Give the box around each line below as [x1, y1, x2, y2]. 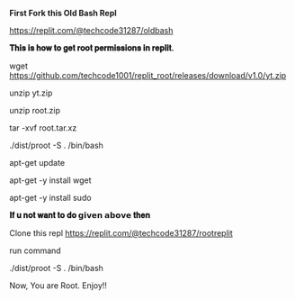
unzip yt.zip [9, 87, 53, 98]
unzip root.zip [9, 105, 61, 115]
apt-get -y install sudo [9, 193, 92, 203]
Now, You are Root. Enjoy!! [9, 280, 108, 291]
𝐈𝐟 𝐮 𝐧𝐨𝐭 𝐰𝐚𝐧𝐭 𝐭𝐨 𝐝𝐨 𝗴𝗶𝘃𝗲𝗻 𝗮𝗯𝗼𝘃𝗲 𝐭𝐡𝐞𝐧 [9, 210, 150, 220]
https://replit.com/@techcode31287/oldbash [9, 25, 174, 35]
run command [9, 245, 61, 256]
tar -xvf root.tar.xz [9, 123, 77, 133]
